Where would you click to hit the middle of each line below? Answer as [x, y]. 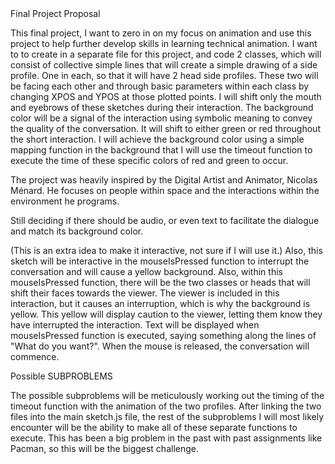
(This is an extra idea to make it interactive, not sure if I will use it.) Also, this [166, 250]
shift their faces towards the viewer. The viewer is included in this [145, 293]
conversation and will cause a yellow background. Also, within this [146, 271]
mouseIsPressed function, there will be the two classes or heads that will [160, 282]
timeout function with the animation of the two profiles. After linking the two [166, 406]
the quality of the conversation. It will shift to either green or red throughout [165, 128]
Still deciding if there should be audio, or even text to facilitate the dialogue [165, 220]
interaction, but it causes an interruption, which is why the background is [160, 303]
